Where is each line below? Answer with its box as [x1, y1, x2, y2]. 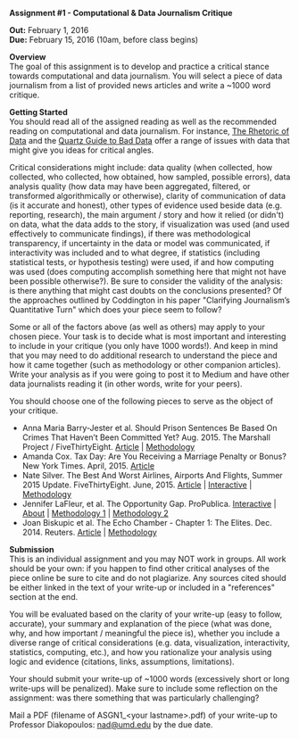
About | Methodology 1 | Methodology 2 [21, 508, 169, 519]
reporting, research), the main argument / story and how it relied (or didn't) [9, 210, 285, 220]
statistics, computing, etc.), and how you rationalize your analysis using [9, 647, 272, 657]
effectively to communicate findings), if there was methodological [9, 228, 252, 239]
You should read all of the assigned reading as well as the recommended [9, 116, 277, 127]
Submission [9, 544, 55, 554]
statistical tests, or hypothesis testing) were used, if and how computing [9, 257, 275, 267]
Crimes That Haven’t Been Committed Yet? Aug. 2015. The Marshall [21, 432, 270, 443]
